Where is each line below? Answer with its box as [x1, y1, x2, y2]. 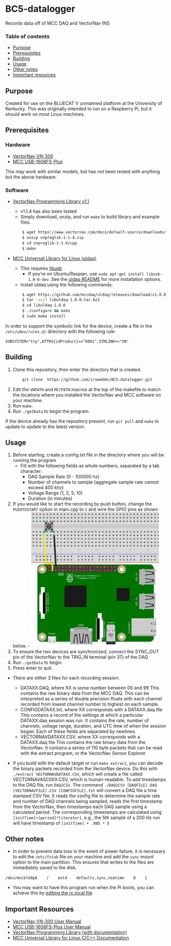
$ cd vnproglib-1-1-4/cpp [22, 240, 78, 246]
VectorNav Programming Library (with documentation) [12, 929, 128, 936]
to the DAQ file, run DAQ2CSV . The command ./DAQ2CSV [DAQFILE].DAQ [12, 781, 157, 788]
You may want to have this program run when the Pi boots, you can [12, 884, 154, 891]
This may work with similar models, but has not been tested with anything [5, 168, 160, 174]
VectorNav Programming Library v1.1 [12, 198, 89, 205]
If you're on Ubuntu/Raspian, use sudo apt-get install [28, 270, 144, 277]
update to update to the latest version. [5, 424, 86, 430]
